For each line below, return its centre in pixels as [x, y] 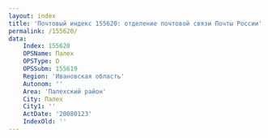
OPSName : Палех [49, 54]
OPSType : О [41, 62]
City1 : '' [40, 106]
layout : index [32, 16]
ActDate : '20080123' [57, 114]
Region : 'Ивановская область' [74, 76]
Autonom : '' [43, 84]
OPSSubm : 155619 [51, 69]
